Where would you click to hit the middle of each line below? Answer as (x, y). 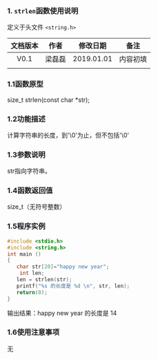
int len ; (32, 274)
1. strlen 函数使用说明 (43, 10)
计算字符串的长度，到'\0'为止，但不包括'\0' (68, 135)
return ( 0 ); (32, 292)
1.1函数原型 (25, 84)
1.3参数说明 (27, 154)
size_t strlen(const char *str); (49, 100)
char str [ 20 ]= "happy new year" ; (63, 267)
